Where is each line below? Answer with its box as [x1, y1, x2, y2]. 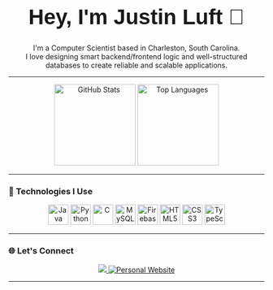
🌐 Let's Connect [8, 245, 75, 257]
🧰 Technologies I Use [8, 185, 93, 197]
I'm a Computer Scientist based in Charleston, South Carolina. [32, 43, 240, 53]
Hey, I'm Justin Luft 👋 [28, 4, 245, 29]
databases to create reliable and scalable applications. [45, 60, 227, 70]
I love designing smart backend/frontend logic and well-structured [25, 51, 248, 61]
